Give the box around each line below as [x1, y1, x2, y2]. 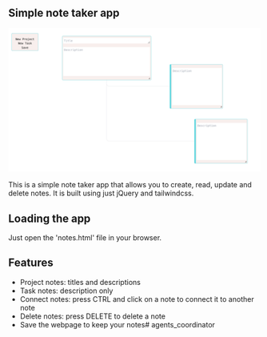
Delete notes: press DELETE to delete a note [19, 311, 166, 321]
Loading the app [8, 211, 91, 225]
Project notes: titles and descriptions [19, 277, 141, 287]
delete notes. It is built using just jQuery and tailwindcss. [8, 188, 194, 199]
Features [8, 256, 54, 270]
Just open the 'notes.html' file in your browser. [8, 233, 162, 243]
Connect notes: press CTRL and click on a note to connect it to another [19, 294, 254, 303]
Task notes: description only [19, 286, 114, 295]
